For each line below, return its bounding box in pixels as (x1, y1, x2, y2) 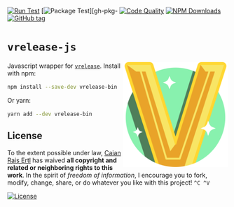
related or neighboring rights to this (7, 163, 113, 171)
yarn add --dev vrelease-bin (7, 110, 92, 117)
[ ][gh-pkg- (41, 7, 118, 15)
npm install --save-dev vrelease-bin (7, 83, 118, 90)
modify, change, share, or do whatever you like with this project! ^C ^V (7, 178, 210, 187)
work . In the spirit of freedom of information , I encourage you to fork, (7, 171, 208, 179)
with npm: (7, 69, 36, 77)
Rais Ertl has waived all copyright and (7, 156, 117, 164)
